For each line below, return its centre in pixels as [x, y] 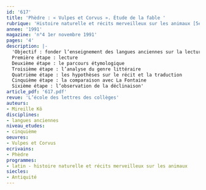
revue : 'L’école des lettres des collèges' [63, 97]
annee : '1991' [25, 29]
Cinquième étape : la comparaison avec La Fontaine [79, 80]
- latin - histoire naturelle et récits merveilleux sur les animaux [97, 166]
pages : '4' [20, 40]
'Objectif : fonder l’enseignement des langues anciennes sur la [97, 52]
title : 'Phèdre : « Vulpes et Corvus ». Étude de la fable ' [86, 18]
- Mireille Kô [25, 109]
